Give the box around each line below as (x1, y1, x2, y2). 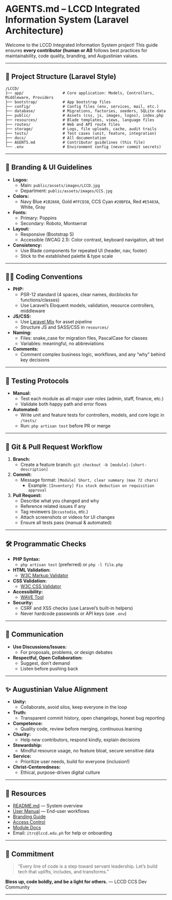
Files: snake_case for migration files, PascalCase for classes (20, 335, 148, 341)
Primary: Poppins (20, 215, 57, 221)
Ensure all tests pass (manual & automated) (20, 520, 112, 525)
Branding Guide (12, 813, 46, 820)
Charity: (12, 731, 31, 738)
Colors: (12, 193, 29, 199)
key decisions (20, 357, 50, 363)
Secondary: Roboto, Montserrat (20, 220, 87, 226)
